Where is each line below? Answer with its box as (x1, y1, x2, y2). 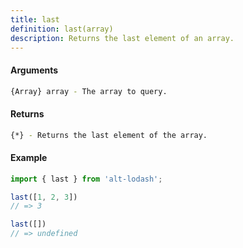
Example (10, 152, 48, 164)
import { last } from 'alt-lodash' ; (10, 174, 163, 184)
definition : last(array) (10, 24, 114, 34)
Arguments (10, 64, 59, 76)
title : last (10, 14, 60, 25)
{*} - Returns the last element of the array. (10, 130, 208, 140)
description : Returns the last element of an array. (10, 33, 235, 43)
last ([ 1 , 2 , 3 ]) (10, 192, 78, 202)
